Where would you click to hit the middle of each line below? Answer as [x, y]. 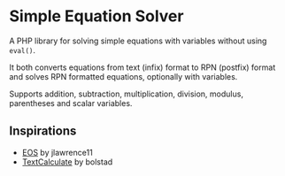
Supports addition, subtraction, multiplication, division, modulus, [126, 94]
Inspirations [43, 131]
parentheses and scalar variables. [71, 103]
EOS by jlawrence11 [57, 152]
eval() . [22, 50]
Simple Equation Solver [96, 16]
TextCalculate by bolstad [67, 162]
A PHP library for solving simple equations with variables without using [138, 41]
